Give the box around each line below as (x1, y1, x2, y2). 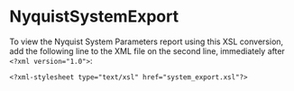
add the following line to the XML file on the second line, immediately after (9, 45, 286, 56)
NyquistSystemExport (9, 6, 179, 27)
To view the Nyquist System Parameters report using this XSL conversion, (9, 36, 284, 47)
